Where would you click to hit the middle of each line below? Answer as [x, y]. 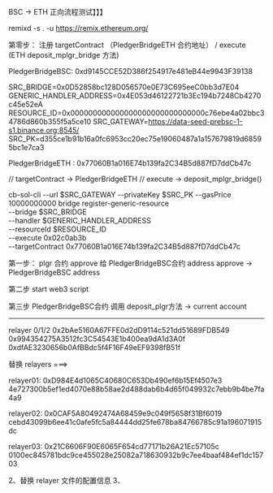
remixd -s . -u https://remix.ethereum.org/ [78, 28]
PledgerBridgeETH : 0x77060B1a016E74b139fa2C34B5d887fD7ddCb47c [130, 163]
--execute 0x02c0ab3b [48, 238]
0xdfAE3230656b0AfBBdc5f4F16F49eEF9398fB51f [95, 347]
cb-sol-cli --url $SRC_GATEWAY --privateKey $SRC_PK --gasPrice [120, 195]
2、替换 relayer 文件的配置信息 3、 [67, 480]
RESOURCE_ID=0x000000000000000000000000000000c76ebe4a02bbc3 [136, 113]
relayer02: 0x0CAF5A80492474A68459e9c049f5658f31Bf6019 [115, 413]
